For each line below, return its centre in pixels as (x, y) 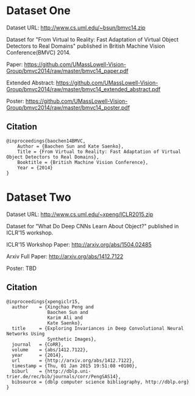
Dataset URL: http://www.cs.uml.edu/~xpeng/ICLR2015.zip (80, 214)
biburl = (27, 371)
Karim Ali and (65, 318)
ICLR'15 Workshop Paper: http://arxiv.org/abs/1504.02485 (79, 244)
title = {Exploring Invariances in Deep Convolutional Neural (98, 328)
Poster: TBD (21, 268)
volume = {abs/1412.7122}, (50, 349)
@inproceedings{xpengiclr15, (43, 301)
